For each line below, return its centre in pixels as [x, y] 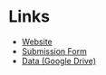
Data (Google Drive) [59, 61]
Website [37, 42]
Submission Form [54, 51]
